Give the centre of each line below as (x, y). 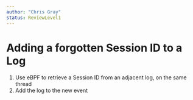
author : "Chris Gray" (34, 12)
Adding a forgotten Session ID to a (94, 48)
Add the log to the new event (51, 91)
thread (23, 84)
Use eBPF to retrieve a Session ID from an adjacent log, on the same (101, 77)
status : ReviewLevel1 (34, 18)
